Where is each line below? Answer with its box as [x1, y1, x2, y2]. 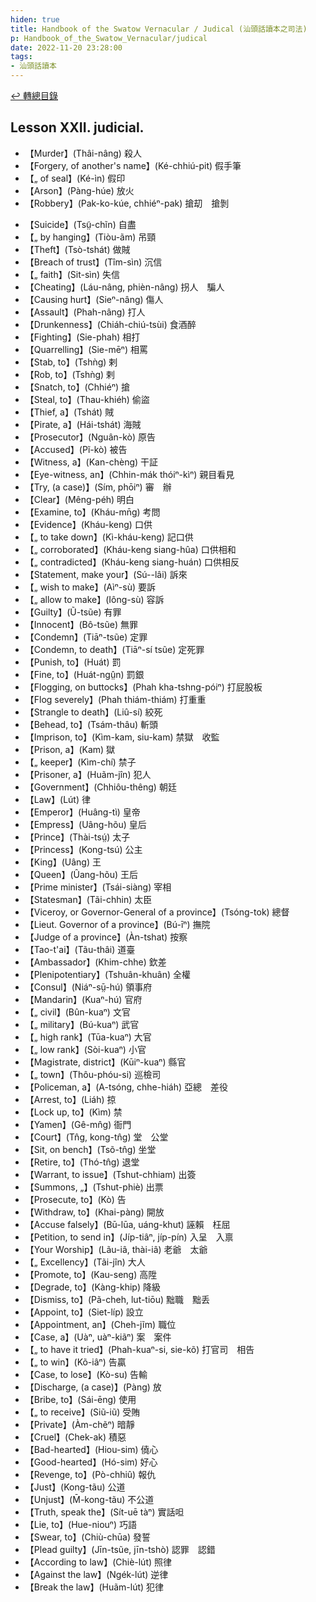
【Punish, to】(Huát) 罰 [24, 656, 122, 668]
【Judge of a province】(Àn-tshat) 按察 [24, 931, 188, 943]
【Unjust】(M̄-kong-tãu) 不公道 [24, 1493, 155, 1505]
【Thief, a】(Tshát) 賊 [24, 406, 115, 418]
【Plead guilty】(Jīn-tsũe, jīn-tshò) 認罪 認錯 [24, 1543, 216, 1555]
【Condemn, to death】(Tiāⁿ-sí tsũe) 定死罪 [24, 643, 205, 655]
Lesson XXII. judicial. [10, 119, 145, 136]
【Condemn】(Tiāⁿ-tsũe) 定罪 [24, 631, 148, 643]
